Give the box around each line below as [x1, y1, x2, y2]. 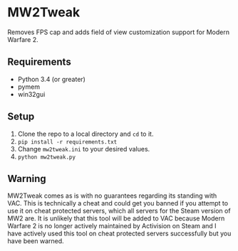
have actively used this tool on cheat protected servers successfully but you [7, 229, 232, 238]
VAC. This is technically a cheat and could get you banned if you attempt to [7, 199, 229, 208]
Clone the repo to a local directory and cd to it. [17, 129, 154, 138]
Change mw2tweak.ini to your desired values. [17, 144, 150, 153]
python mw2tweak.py [17, 154, 76, 161]
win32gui [17, 90, 46, 98]
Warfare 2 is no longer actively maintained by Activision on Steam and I [7, 222, 217, 230]
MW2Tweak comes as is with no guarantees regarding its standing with [7, 191, 217, 200]
